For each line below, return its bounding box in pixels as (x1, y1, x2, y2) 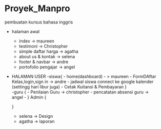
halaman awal (11, 28, 40, 34)
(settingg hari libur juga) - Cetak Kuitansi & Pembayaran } (11, 84, 127, 89)
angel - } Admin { (11, 94, 47, 100)
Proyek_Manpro (4, 3, 70, 14)
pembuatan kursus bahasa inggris (4, 19, 73, 25)
